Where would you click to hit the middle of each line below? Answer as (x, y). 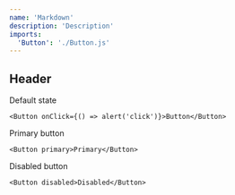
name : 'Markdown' (42, 17)
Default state (33, 100)
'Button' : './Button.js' (64, 42)
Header (30, 78)
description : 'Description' (62, 26)
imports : (26, 34)
